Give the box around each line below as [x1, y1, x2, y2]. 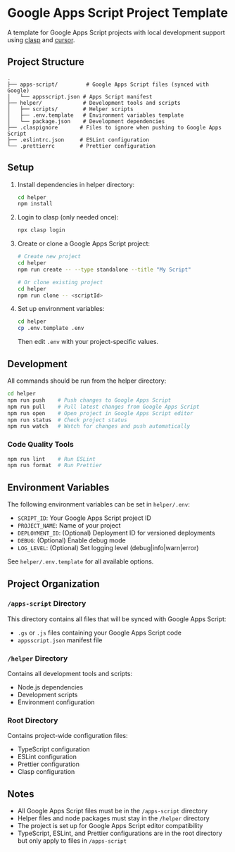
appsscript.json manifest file [17, 635, 103, 644]
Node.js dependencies [17, 683, 83, 692]
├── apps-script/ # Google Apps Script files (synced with [7, 81, 210, 88]
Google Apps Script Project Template [7, 5, 229, 21]
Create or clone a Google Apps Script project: [17, 239, 150, 248]
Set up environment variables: [17, 305, 105, 313]
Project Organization [7, 578, 100, 590]
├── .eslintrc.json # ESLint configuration [7, 136, 150, 144]
